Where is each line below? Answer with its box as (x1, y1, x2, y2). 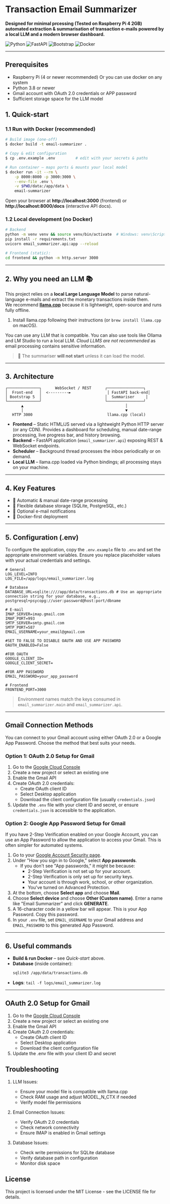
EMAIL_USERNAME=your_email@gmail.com (5, 629, 85, 635)
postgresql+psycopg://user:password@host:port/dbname (5, 598, 121, 603)
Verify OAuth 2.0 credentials (20, 1119, 79, 1125)
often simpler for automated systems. (5, 842, 83, 848)
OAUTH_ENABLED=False (5, 643, 49, 648)
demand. (12, 454, 31, 460)
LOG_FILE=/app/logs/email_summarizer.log (5, 576, 94, 581)
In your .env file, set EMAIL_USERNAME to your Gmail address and (12, 917, 143, 923)
